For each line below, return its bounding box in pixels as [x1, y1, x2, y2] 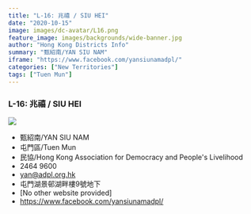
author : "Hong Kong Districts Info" [8, 41, 129, 49]
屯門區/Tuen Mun [19, 142, 77, 151]
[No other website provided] [19, 188, 112, 197]
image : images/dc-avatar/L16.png [8, 26, 119, 34]
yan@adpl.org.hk [19, 170, 76, 179]
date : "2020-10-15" [8, 19, 73, 27]
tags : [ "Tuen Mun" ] [8, 71, 73, 78]
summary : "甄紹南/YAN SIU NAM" [8, 48, 108, 56]
